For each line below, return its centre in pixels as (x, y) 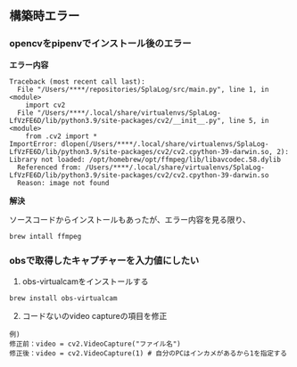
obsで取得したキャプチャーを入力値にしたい (104, 260)
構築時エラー (45, 16)
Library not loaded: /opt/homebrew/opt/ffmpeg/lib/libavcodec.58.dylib (145, 159)
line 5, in (249, 120)
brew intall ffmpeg (45, 236)
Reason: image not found (63, 183)
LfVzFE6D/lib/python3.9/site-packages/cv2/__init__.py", (117, 120)
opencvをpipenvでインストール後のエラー (100, 44)
